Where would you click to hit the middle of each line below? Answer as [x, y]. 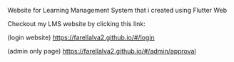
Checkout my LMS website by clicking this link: [76, 24]
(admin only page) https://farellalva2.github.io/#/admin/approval [102, 51]
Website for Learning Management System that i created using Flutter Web [117, 10]
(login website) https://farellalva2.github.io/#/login [81, 37]
